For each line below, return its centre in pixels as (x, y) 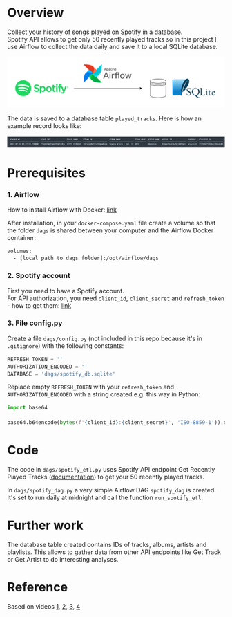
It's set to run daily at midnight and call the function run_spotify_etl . (105, 498)
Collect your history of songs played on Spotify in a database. (95, 32)
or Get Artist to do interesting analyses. (63, 559)
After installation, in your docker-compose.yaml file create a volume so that (112, 223)
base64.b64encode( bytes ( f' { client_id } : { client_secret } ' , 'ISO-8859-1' (111, 423)
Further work (46, 525)
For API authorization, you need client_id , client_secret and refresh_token (116, 298)
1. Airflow (23, 194)
